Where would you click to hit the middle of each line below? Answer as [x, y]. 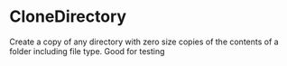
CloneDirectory [68, 17]
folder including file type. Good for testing [87, 51]
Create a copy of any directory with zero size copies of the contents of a [144, 42]
